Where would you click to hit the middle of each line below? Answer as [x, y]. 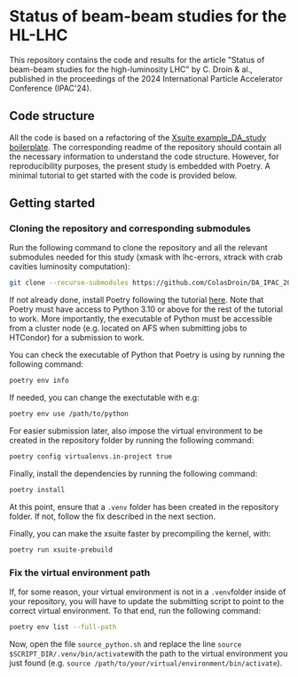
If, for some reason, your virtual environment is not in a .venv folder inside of [148, 592]
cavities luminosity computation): [70, 267]
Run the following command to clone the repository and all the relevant [138, 248]
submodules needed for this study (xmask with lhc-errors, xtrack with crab [146, 257]
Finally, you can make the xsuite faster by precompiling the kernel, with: [140, 533]
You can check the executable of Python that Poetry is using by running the [147, 355]
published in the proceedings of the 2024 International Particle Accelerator [146, 78]
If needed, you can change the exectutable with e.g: [104, 398]
